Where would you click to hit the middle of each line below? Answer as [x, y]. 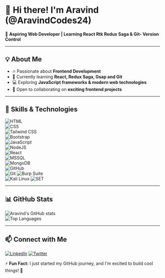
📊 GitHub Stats [29, 199]
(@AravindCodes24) [48, 20]
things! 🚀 [14, 271]
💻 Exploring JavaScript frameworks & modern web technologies [79, 82]
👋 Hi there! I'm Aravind [52, 10]
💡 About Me [24, 59]
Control [13, 39]
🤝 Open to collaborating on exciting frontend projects [67, 89]
